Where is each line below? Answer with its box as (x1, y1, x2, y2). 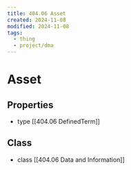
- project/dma (13, 42, 54, 49)
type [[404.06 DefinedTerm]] (17, 118, 100, 125)
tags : (7, 29, 23, 36)
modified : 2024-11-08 (7, 23, 70, 30)
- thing (13, 36, 36, 43)
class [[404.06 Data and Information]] (17, 156, 125, 164)
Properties (7, 99, 54, 111)
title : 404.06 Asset (7, 10, 67, 17)
